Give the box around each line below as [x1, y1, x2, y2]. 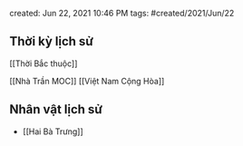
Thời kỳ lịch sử [9, 34, 93, 49]
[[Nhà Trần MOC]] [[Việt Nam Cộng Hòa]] [9, 75, 165, 86]
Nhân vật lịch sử [9, 102, 102, 117]
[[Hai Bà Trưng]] [22, 126, 83, 137]
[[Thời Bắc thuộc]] [9, 58, 78, 69]
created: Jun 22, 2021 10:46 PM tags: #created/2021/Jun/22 [9, 8, 235, 18]
